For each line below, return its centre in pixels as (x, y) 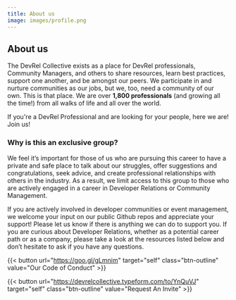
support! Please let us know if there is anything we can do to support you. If (117, 224)
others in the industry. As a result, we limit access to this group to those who (118, 180)
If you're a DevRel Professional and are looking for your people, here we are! (118, 117)
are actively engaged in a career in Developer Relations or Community (109, 188)
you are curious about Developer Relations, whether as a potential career (113, 231)
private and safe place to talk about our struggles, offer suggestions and (112, 165)
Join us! (19, 125)
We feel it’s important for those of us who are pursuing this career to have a (117, 158)
